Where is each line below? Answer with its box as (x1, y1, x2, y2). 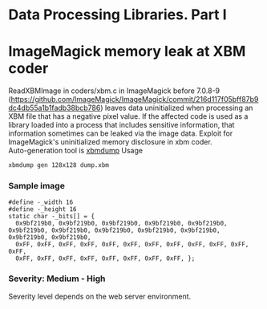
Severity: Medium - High (8, 273, 106, 284)
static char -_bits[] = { (8, 213, 95, 221)
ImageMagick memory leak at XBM (8, 43, 246, 61)
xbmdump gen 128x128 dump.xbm (8, 161, 110, 169)
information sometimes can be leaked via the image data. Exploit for (8, 128, 233, 138)
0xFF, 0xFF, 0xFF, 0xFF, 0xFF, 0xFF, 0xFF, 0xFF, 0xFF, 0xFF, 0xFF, (15, 241, 249, 249)
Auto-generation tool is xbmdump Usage (8, 146, 143, 156)
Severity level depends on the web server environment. (8, 291, 192, 301)
